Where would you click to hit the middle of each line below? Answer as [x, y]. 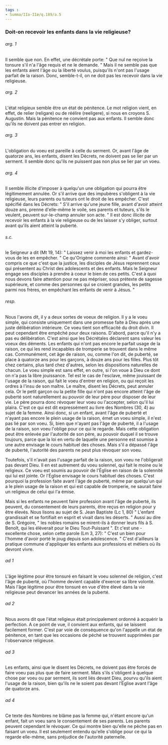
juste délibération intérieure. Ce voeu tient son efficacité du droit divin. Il [79, 327]
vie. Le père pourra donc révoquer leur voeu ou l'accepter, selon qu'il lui [79, 402]
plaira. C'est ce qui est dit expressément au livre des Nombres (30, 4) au [80, 407]
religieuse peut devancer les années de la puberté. [57, 592]
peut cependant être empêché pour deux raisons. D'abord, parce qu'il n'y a [83, 333]
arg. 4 [11, 173]
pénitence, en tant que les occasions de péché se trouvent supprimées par [82, 635]
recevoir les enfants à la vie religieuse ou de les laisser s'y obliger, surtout [81, 220]
